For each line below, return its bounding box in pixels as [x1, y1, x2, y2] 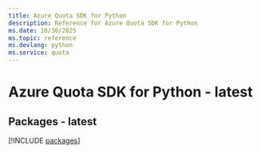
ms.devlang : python [8, 41, 73, 49]
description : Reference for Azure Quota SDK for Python [8, 19, 198, 27]
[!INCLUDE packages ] [8, 136, 81, 145]
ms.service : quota [8, 49, 69, 57]
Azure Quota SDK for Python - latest [8, 83, 253, 101]
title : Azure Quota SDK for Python [8, 11, 127, 20]
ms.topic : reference [8, 33, 77, 42]
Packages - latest [8, 115, 97, 128]
